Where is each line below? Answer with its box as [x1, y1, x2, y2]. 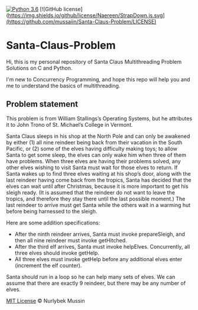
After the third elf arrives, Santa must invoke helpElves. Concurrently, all [14, 243, 190, 250]
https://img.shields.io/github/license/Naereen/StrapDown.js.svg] [8, 12, 165, 19]
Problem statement [6, 99, 79, 109]
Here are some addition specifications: [6, 219, 100, 226]
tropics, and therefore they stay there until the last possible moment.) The [6, 195, 186, 202]
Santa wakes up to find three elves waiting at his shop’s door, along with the [6, 170, 191, 177]
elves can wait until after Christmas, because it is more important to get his [6, 183, 189, 190]
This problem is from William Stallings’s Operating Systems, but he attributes [6, 115, 193, 122]
